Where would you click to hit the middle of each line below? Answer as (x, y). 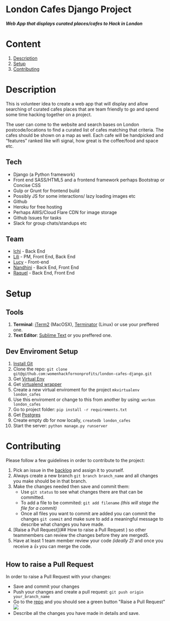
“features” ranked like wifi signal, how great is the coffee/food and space (82, 141)
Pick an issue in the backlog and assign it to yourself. (69, 470)
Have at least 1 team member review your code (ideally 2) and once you (88, 541)
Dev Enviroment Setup (42, 351)
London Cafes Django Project (69, 9)
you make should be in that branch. (50, 481)
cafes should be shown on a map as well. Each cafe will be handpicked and (85, 135)
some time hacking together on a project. (49, 114)
